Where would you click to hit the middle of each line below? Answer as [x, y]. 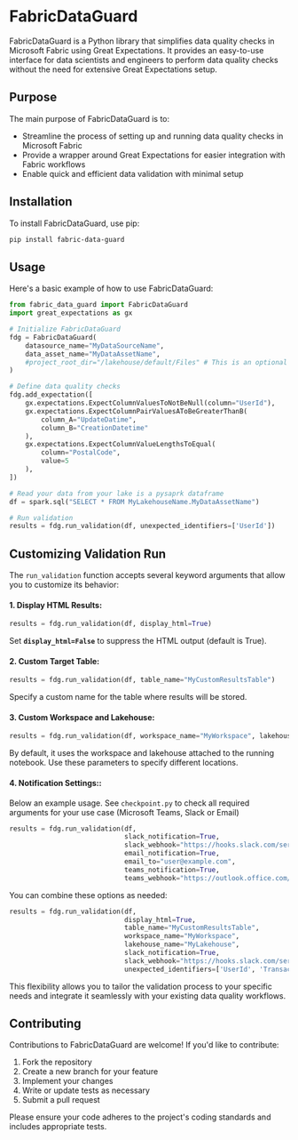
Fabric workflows [54, 164]
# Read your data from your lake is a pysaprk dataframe [117, 494]
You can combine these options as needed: [88, 895]
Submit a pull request [61, 1100]
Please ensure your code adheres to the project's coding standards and [140, 1117]
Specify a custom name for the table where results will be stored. [128, 697]
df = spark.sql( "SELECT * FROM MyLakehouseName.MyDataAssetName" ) [134, 502]
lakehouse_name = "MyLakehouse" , [182, 944]
